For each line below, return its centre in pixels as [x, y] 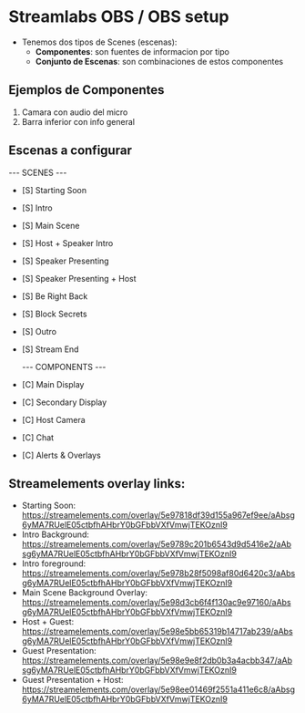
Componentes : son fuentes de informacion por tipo [132, 51]
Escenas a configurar [71, 151]
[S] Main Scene [51, 225]
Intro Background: [56, 534]
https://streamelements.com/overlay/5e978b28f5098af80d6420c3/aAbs [158, 573]
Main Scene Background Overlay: [84, 593]
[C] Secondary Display [64, 402]
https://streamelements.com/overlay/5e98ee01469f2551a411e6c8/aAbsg [158, 689]
